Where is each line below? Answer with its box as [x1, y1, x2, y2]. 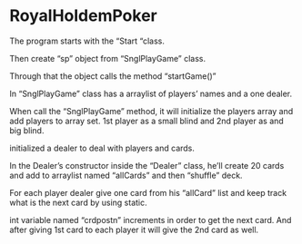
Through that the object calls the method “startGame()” [9, 70, 216, 82]
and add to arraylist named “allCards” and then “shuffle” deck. [9, 170, 243, 181]
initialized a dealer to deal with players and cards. [9, 142, 196, 153]
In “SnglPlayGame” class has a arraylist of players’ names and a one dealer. [9, 88, 293, 99]
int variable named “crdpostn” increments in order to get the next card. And [9, 214, 292, 225]
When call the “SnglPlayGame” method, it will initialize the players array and [9, 105, 294, 116]
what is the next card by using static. [9, 197, 147, 208]
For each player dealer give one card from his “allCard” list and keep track [9, 187, 287, 198]
